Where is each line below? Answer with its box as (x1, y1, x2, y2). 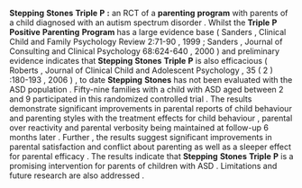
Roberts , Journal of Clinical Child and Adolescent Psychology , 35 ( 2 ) (9, 65, 273, 76)
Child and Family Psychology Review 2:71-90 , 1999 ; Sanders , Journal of (9, 36, 283, 47)
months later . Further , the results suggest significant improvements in (9, 132, 272, 142)
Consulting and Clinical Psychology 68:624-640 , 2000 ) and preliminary (9, 46, 280, 57)
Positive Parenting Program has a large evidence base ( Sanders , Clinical (9, 27, 287, 37)
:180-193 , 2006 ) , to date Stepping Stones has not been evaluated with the (9, 75, 293, 85)
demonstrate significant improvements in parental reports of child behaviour (9, 103, 293, 113)
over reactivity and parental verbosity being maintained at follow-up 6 (9, 122, 269, 133)
